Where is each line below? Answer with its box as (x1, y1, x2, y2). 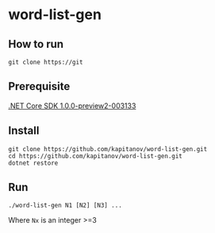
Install (8, 124, 40, 138)
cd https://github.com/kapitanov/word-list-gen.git (8, 152, 182, 160)
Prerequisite (8, 80, 71, 93)
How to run (8, 37, 64, 51)
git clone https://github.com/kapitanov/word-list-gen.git (8, 145, 208, 153)
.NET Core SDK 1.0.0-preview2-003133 (8, 101, 136, 111)
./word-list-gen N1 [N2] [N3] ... (8, 201, 123, 210)
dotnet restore (8, 159, 59, 167)
